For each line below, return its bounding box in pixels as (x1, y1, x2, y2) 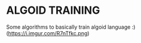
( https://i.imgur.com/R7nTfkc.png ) (6, 29, 90, 36)
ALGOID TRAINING (6, 4, 100, 17)
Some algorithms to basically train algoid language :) (6, 23, 136, 30)
